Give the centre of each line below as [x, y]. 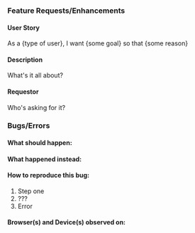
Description [25, 60]
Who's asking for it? [37, 107]
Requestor [23, 92]
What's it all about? [35, 75]
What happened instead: [45, 159]
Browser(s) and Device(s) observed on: [67, 222]
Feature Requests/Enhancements [66, 11]
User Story [24, 28]
